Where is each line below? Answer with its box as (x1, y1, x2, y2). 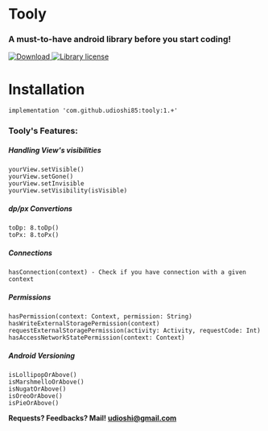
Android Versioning (8, 350, 75, 360)
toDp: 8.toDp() (8, 224, 60, 232)
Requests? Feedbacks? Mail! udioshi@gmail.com (8, 413, 177, 423)
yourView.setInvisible (8, 180, 85, 188)
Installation (8, 80, 85, 98)
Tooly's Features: (8, 126, 78, 137)
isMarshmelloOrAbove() (8, 378, 85, 387)
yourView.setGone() (8, 172, 74, 181)
